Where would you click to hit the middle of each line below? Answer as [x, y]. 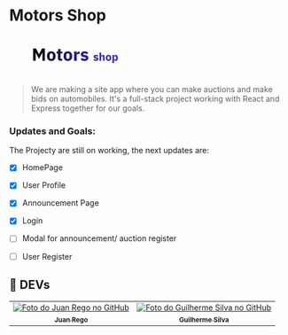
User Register [47, 256]
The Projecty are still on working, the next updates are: [109, 151]
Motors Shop [58, 16]
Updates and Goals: [52, 131]
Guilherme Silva [204, 320]
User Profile [44, 185]
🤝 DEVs [30, 285]
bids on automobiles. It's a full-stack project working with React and [155, 98]
